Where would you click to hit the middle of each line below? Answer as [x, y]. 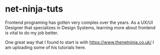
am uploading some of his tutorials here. [46, 47]
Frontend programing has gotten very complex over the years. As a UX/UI [79, 22]
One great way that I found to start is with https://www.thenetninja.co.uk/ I [80, 42]
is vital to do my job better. [32, 33]
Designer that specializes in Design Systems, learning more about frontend [80, 27]
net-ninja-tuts [34, 9]
